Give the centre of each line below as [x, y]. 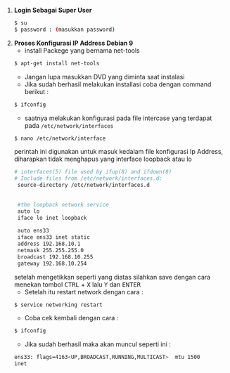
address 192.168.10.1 [49, 244]
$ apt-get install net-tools [57, 63]
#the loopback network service [63, 204]
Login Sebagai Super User [53, 10]
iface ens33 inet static [53, 237]
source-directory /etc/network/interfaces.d [83, 185]
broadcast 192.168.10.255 [55, 257]
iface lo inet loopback [52, 218]
